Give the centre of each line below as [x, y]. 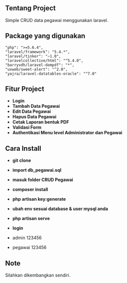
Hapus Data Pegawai [34, 117]
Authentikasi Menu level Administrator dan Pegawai [67, 133]
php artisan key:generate [39, 199]
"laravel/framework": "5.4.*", [38, 52]
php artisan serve [31, 219]
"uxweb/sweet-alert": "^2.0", [37, 69]
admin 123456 [27, 238]
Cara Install [23, 148]
